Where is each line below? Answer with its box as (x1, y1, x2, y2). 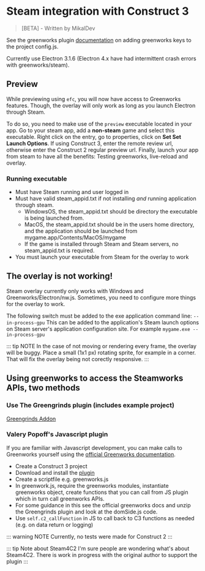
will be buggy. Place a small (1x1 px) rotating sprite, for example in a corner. (6, 349, 196, 356)
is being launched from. (24, 214, 84, 222)
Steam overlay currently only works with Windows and (6, 287, 144, 294)
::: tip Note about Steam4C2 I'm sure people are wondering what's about (6, 545, 190, 552)
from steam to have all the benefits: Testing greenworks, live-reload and (6, 152, 188, 160)
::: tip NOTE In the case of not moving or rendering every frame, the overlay (6, 342, 197, 349)
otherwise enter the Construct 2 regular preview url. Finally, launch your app (6, 146, 199, 154)
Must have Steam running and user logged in (15, 188, 129, 196)
